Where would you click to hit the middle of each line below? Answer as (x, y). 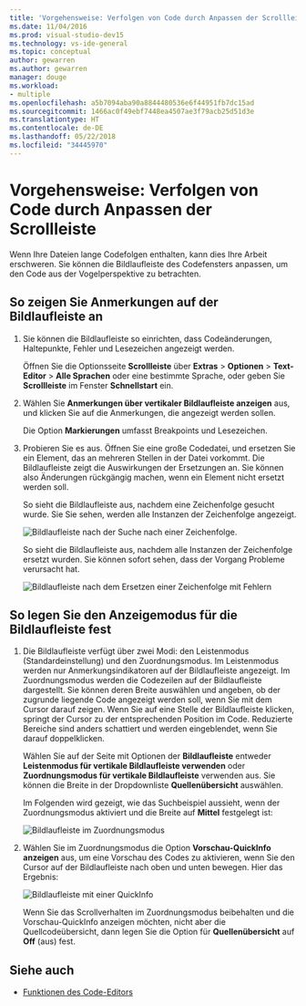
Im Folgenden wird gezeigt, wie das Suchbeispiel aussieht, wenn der (151, 803)
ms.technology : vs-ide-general (69, 43)
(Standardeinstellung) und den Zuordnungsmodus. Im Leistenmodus (151, 661)
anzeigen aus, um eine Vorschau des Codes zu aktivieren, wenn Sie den (159, 857)
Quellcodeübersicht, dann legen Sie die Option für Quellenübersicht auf (158, 932)
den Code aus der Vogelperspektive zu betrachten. (106, 274)
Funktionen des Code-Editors (78, 992)
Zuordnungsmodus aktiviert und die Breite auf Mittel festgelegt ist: (148, 813)
